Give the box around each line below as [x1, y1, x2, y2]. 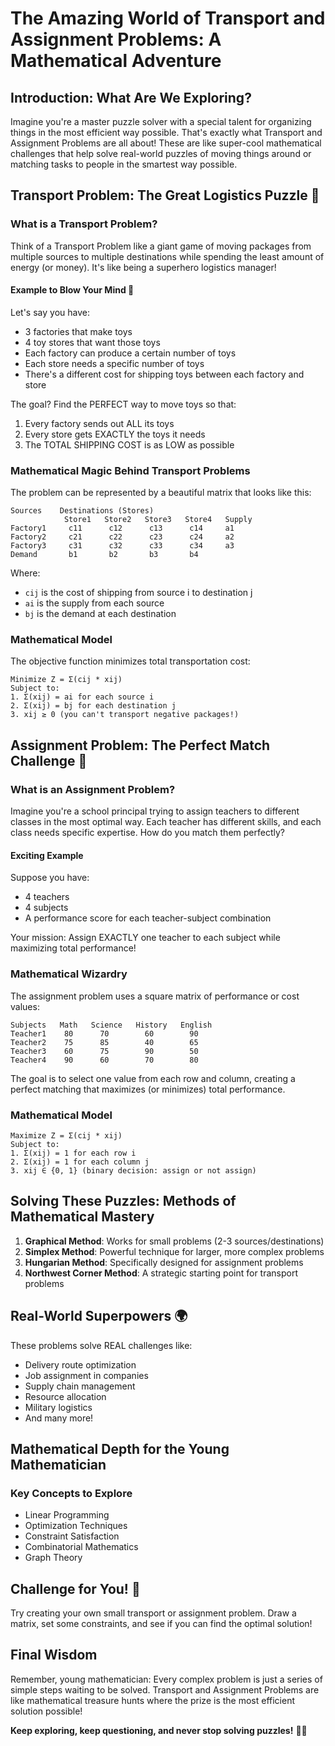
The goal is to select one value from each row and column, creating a [10, 1072, 296, 1084]
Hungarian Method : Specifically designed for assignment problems [24, 1256, 304, 1268]
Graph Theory [24, 1552, 83, 1564]
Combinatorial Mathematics [24, 1541, 139, 1553]
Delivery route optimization [24, 1358, 137, 1371]
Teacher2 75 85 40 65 [10, 1037, 199, 1047]
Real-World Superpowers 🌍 [10, 1308, 188, 1325]
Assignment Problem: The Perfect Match [10, 737, 271, 754]
